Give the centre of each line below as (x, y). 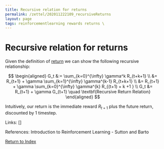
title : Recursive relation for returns (46, 10)
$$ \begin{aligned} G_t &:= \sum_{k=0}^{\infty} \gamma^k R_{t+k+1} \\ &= (83, 76)
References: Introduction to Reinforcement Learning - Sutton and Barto (77, 132)
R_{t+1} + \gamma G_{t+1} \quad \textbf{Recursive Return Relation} (83, 92)
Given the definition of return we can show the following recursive (72, 61)
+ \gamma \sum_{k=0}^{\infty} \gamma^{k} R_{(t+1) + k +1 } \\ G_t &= (83, 87)
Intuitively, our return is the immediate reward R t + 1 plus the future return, (79, 107)
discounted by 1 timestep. (31, 113)
